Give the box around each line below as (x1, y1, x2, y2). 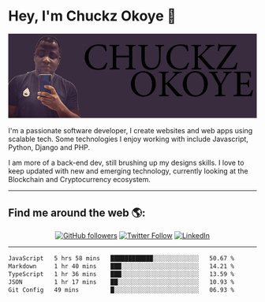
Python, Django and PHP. (8, 143, 91, 152)
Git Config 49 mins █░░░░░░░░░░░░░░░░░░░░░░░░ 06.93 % (8, 286, 235, 294)
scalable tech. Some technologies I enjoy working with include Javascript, (8, 134, 248, 144)
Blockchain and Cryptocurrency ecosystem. (8, 175, 151, 185)
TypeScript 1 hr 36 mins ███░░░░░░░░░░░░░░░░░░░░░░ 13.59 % (8, 270, 235, 278)
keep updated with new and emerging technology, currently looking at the (8, 166, 248, 176)
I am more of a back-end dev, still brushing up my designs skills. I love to (8, 158, 244, 168)
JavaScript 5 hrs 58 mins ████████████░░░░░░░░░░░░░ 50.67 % (8, 255, 235, 263)
